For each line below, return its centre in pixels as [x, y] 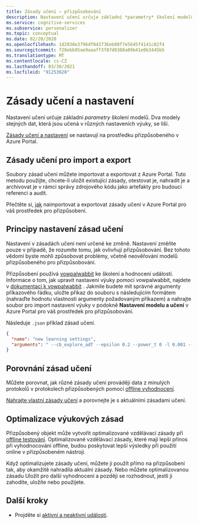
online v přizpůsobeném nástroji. [46, 451]
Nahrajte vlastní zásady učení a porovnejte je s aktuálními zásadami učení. [96, 400]
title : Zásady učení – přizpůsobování [54, 12]
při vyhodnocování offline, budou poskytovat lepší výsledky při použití [91, 446]
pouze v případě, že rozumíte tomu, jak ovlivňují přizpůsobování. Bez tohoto [98, 250]
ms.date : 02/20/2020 [32, 39]
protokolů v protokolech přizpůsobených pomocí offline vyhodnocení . [91, 389]
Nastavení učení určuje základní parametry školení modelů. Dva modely [93, 117]
